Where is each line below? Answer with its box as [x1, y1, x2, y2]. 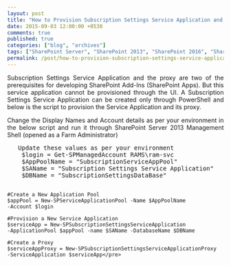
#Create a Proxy [7, 239, 54, 246]
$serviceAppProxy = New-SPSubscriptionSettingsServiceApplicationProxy [7, 245, 217, 252]
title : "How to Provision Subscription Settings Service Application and [7, 16, 223, 23]
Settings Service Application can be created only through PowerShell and [7, 95, 224, 104]
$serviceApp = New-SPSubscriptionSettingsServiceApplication [7, 221, 186, 228]
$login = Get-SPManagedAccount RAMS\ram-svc [21, 150, 174, 159]
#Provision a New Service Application [7, 215, 118, 222]
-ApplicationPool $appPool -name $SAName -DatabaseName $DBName [7, 227, 195, 234]
